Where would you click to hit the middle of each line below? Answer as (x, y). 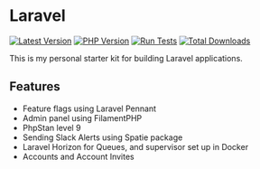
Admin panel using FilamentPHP (82, 117)
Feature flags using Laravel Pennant (89, 108)
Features (35, 87)
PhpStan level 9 (51, 127)
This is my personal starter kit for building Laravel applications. (126, 58)
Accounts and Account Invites (79, 156)
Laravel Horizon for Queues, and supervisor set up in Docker (135, 146)
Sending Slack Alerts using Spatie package (102, 137)
